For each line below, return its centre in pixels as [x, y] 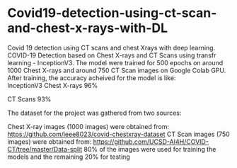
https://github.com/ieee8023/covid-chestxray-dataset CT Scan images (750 [118, 134]
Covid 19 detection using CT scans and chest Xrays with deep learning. [111, 47]
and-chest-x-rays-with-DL [88, 28]
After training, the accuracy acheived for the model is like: [92, 78]
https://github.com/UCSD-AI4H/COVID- [151, 141]
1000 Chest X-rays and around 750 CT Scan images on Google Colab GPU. [117, 70]
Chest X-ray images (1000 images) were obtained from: [88, 126]
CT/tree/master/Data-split [45, 149]
